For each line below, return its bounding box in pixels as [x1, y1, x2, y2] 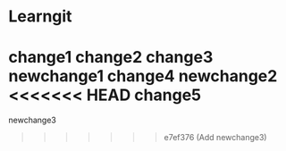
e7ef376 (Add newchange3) [164, 132, 267, 143]
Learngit [8, 6, 72, 27]
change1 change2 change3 [8, 47, 214, 68]
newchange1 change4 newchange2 [8, 66, 278, 87]
